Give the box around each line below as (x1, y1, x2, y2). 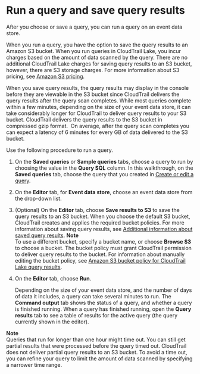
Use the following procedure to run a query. (6, 147, 113, 154)
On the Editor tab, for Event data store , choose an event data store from (14, 188, 193, 195)
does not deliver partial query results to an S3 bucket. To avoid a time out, (6, 348, 187, 356)
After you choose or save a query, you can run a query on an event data (6, 23, 183, 30)
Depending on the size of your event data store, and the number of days (14, 286, 192, 294)
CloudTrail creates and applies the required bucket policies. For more (14, 219, 185, 226)
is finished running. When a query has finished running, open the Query (14, 305, 192, 313)
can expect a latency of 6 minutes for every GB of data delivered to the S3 (6, 129, 189, 136)
